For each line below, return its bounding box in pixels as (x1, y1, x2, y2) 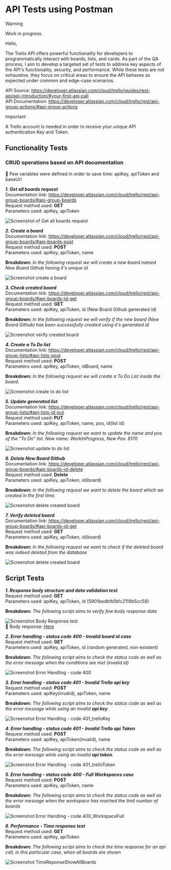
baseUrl (5, 176, 22, 182)
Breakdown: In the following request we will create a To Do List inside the (5, 373, 161, 379)
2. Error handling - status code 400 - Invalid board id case (5, 633, 132, 640)
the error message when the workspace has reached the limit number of (5, 798, 158, 804)
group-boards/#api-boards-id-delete (5, 466, 83, 472)
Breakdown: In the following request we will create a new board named (5, 259, 156, 265)
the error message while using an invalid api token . (5, 752, 114, 758)
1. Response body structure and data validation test (5, 587, 118, 594)
